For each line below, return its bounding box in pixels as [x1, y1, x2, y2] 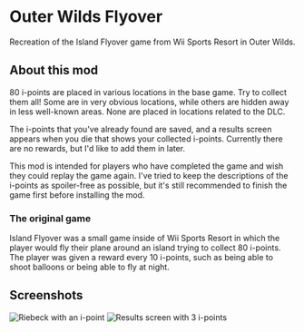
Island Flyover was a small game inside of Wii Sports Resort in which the [9, 233, 280, 244]
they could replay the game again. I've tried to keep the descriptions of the [9, 170, 289, 181]
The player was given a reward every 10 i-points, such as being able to [9, 252, 274, 263]
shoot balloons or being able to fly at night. [9, 261, 170, 273]
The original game [9, 211, 92, 224]
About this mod [9, 63, 99, 78]
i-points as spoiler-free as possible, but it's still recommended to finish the [9, 180, 288, 190]
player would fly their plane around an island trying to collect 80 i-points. [9, 242, 281, 253]
